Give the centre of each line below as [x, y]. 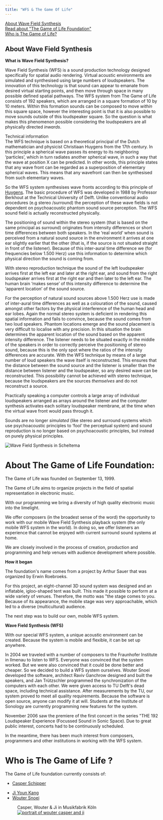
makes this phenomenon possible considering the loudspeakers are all [76, 122]
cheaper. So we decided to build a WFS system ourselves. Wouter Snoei [77, 670]
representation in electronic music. [40, 493]
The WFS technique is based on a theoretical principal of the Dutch [72, 142]
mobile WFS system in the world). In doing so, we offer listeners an [72, 528]
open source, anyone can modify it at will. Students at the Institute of [74, 701]
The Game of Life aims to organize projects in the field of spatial [69, 488]
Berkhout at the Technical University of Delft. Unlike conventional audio [77, 198]
